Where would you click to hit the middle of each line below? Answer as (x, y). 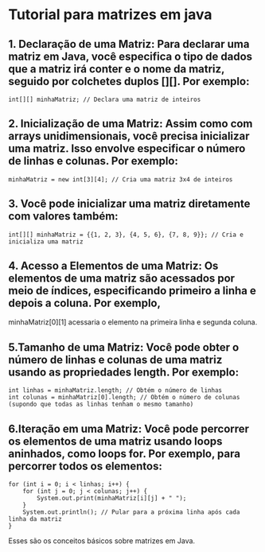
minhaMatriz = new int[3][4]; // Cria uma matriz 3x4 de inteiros (121, 179)
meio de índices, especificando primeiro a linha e (132, 291)
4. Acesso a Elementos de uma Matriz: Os (113, 266)
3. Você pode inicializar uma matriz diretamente (129, 204)
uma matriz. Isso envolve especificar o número (127, 149)
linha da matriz (35, 519)
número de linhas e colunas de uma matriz (115, 360)
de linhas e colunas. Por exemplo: (94, 161)
